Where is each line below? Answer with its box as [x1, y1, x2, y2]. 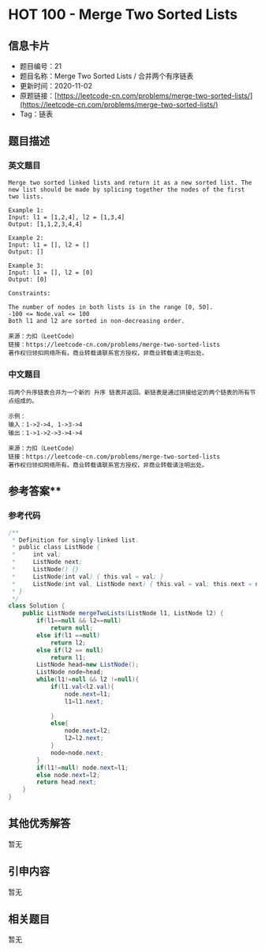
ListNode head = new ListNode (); [36, 661, 140, 669]
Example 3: [8, 261, 44, 269]
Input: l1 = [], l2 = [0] [8, 269, 93, 276]
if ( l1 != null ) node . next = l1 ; [36, 764, 129, 772]
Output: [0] [8, 275, 47, 284]
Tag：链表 [19, 109, 54, 118]
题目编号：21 [19, 62, 62, 70]
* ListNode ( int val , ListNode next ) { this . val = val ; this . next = [11, 580, 252, 588]
